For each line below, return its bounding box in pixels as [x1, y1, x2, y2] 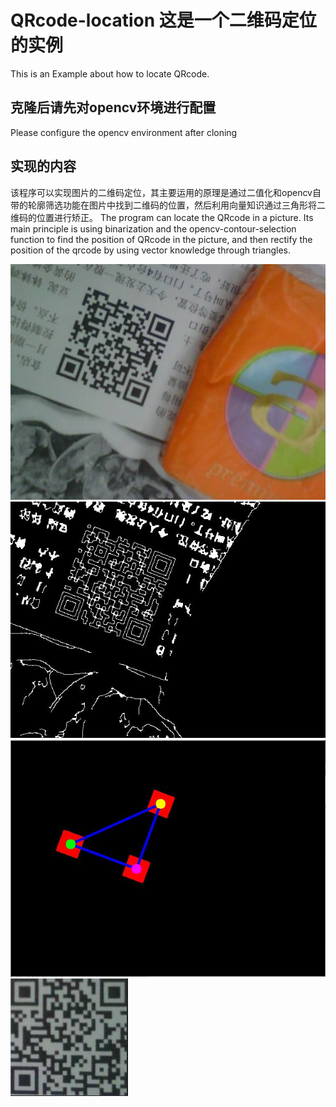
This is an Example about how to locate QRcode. [10, 67, 210, 80]
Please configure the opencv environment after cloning [10, 126, 238, 138]
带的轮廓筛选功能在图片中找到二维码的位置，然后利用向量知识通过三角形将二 [10, 199, 326, 211]
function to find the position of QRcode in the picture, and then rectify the [10, 233, 313, 245]
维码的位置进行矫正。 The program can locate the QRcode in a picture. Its [10, 211, 314, 223]
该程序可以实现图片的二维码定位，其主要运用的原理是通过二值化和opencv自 [10, 186, 322, 198]
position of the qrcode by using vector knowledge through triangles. [10, 244, 292, 256]
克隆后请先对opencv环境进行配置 [10, 99, 217, 116]
